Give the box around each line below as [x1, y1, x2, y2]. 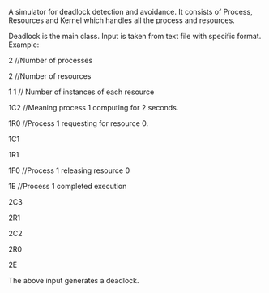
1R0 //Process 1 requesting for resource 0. [8, 118, 149, 128]
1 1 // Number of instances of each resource [8, 87, 155, 97]
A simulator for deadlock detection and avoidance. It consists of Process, [8, 7, 253, 16]
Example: [8, 40, 40, 50]
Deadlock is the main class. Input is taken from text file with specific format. [8, 32, 262, 41]
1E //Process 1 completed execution [8, 182, 127, 191]
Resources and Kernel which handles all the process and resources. [8, 15, 235, 25]
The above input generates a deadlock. [8, 276, 139, 285]
